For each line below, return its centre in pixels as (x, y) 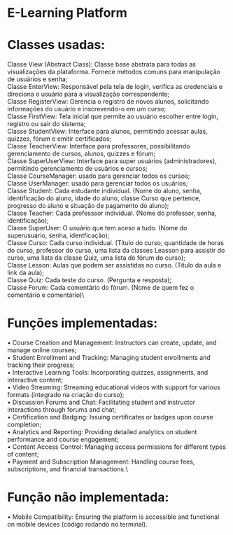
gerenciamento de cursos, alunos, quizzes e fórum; (82, 154)
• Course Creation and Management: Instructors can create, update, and (112, 343)
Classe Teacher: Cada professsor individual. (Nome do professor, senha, (112, 213)
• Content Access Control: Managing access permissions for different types (116, 447)
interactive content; (35, 380)
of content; (23, 454)
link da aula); (26, 273)
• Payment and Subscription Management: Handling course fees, (101, 462)
